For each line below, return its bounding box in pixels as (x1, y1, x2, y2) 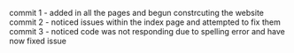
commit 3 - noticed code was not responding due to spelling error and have (9, 26, 286, 36)
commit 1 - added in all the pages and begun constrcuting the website (9, 8, 264, 18)
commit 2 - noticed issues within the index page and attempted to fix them (9, 17, 281, 27)
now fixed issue (9, 35, 66, 46)
